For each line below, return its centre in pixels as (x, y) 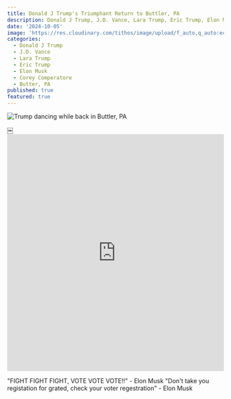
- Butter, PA (32, 84)
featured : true (29, 97)
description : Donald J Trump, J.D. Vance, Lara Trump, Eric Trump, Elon (113, 20)
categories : (24, 39)
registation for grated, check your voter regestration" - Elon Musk (100, 388)
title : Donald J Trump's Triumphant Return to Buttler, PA (93, 13)
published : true (30, 90)
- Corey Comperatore (43, 78)
